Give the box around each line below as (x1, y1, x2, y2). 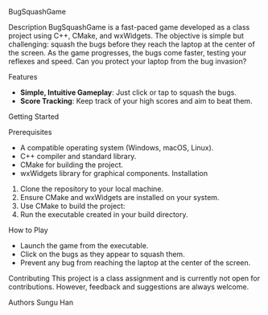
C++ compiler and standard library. (19, 152, 137, 161)
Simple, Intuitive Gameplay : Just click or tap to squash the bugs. (19, 88, 237, 97)
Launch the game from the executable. (19, 241, 149, 250)
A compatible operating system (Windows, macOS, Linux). (19, 143, 214, 152)
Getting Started (8, 112, 60, 121)
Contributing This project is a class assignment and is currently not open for (8, 273, 260, 283)
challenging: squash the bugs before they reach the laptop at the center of (8, 39, 255, 49)
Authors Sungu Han (8, 297, 74, 307)
